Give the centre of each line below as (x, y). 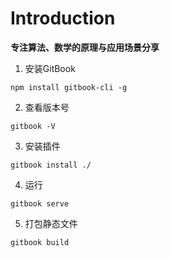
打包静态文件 (51, 223)
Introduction (63, 18)
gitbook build (40, 242)
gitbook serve (40, 203)
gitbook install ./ (51, 165)
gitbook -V (33, 126)
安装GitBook (50, 68)
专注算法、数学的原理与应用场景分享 (85, 47)
